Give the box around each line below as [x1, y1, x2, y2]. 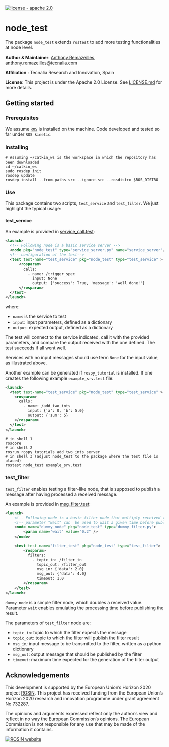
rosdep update [5, 173, 35, 178]
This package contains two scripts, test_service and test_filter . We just [5, 200, 159, 206]
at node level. [5, 44, 34, 50]
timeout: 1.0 [37, 576, 64, 581]
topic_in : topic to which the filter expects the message [12, 629, 127, 635]
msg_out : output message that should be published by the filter [12, 651, 142, 657]
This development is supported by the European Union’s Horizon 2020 [5, 684, 151, 690]
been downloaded [5, 159, 39, 165]
